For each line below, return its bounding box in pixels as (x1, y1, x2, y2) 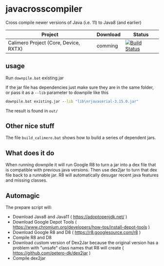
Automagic (5, 191, 40, 200)
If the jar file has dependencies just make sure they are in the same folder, (5, 84, 154, 90)
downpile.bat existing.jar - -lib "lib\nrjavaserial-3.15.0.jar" (5, 99, 139, 104)
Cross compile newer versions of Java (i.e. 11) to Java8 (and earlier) (5, 19, 142, 25)
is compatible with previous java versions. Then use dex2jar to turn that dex (5, 167, 158, 173)
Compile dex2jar (12, 255, 46, 261)
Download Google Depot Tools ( (12, 219, 77, 225)
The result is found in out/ (5, 108, 58, 114)
